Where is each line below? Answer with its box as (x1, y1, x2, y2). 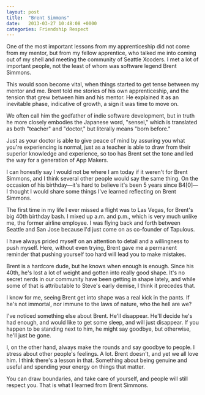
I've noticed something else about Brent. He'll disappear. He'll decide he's (6, 312, 193, 320)
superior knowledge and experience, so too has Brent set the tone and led (6, 150, 193, 157)
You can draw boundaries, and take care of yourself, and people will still (6, 375, 188, 383)
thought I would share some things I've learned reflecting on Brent (9, 188, 176, 195)
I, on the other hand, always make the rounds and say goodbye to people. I (6, 344, 195, 351)
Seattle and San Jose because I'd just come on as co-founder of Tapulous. (6, 226, 195, 233)
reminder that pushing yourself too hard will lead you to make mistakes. (6, 250, 187, 258)
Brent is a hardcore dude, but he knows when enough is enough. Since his (6, 263, 194, 270)
